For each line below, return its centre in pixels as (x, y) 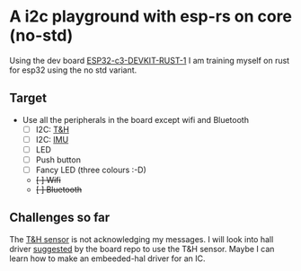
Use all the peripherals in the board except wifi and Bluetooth (136, 119)
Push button (58, 160)
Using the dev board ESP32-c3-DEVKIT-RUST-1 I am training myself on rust (150, 60)
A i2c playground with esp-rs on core (150, 17)
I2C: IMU (52, 139)
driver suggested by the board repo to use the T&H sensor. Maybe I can (142, 249)
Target (28, 98)
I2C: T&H (53, 129)
